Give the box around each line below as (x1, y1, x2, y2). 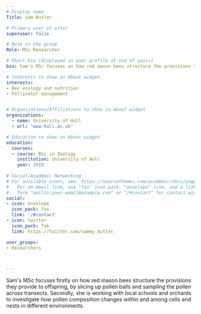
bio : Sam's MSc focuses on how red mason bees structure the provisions (6, 63, 191, 69)
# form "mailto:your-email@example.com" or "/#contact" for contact (6, 189, 186, 196)
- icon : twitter (6, 217, 47, 223)
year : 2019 (17, 162, 44, 168)
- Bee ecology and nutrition (6, 85, 79, 91)
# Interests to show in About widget (6, 74, 100, 80)
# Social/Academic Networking (6, 173, 82, 179)
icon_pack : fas (11, 207, 50, 213)
